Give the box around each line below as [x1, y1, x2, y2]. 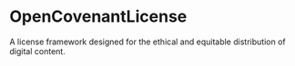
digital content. [9, 45, 66, 56]
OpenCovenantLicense [9, 6, 188, 27]
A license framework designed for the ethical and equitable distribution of [9, 36, 286, 47]
